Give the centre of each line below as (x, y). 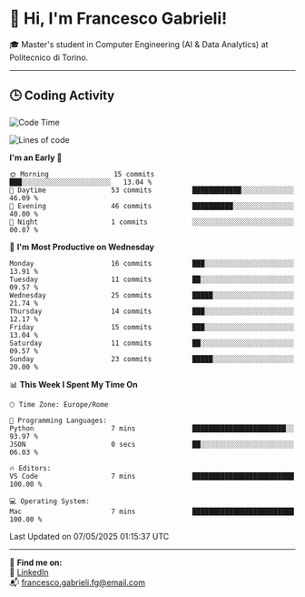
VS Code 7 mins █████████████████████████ (152, 476)
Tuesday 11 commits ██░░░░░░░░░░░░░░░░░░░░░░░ (152, 279)
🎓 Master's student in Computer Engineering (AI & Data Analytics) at (139, 44)
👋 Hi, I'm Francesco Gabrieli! (118, 19)
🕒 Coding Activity (62, 96)
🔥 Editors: (30, 468)
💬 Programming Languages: (58, 420)
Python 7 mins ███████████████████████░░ (152, 428)
